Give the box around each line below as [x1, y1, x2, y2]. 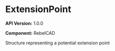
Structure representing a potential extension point [5, 39, 110, 46]
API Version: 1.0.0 [5, 20, 43, 26]
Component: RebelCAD [5, 30, 55, 36]
